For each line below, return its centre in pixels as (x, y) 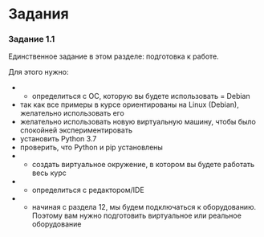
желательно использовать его (72, 113)
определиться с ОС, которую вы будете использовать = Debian (141, 96)
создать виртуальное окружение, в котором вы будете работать (143, 165)
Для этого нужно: (39, 72)
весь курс (49, 173)
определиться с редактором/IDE (88, 190)
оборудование (57, 224)
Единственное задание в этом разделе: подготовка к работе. (114, 56)
